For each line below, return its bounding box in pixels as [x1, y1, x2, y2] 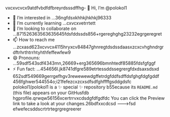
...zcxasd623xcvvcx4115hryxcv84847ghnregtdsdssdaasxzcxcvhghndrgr [12, 44, 164, 50]
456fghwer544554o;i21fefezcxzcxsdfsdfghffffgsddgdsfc [12, 79, 132, 84]
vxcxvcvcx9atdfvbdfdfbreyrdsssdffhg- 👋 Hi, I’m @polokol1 [5, 5, 127, 11]
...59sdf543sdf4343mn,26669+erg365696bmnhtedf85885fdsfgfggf [12, 60, 156, 66]
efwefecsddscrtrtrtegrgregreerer [12, 106, 82, 112]
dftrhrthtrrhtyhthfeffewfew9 [12, 49, 71, 55]
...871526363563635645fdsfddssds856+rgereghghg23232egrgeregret [12, 31, 162, 37]
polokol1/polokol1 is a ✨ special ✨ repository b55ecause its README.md [12, 84, 158, 90]
